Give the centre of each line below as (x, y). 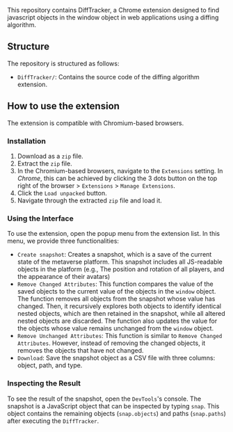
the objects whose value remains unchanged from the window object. (115, 328)
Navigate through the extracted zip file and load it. (89, 200)
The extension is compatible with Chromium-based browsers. (96, 123)
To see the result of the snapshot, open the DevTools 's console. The (104, 399)
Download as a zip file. (50, 156)
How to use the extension (64, 106)
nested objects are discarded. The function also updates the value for (117, 321)
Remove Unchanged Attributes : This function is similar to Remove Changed (120, 336)
